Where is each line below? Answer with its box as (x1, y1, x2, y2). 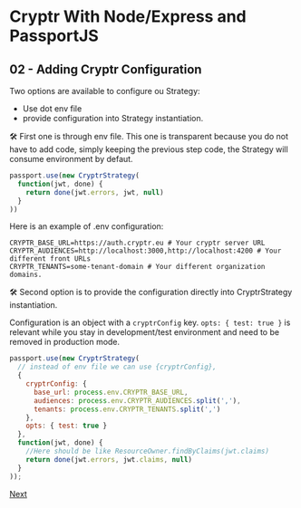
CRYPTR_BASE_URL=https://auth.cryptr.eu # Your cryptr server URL (9, 238, 266, 248)
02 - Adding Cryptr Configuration (9, 62, 202, 77)
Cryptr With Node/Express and (9, 6, 247, 27)
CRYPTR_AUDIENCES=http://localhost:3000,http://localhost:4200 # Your (9, 246, 282, 255)
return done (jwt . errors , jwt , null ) (25, 187, 165, 196)
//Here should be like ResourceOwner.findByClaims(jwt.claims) (25, 446, 270, 455)
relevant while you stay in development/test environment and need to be (9, 327, 279, 338)
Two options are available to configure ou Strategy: (9, 86, 201, 96)
